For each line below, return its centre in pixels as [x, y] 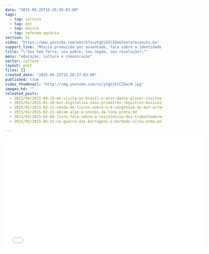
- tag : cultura [25, 19]
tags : [11, 14]
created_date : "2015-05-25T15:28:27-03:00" [51, 75]
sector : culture [22, 61]
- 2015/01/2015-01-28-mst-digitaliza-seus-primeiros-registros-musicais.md [90, 103]
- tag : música [24, 28]
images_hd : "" [20, 89]
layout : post [19, 65]
